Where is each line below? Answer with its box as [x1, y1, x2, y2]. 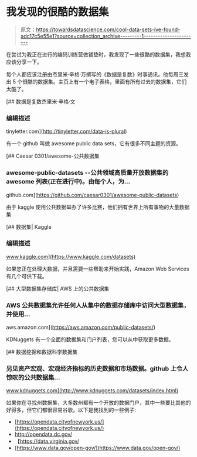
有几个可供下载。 [6, 272, 47, 279]
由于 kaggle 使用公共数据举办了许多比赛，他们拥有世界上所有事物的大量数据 [6, 204, 190, 211]
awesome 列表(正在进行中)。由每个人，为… [6, 178, 131, 186]
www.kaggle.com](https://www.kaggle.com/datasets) [6, 253, 136, 260]
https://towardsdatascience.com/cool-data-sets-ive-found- [36, 26, 181, 33]
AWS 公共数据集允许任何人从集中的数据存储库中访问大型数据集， [6, 301, 190, 309]
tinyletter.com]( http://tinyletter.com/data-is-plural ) [6, 128, 127, 135]
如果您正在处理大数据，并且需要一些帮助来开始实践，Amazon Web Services [6, 265, 189, 272]
